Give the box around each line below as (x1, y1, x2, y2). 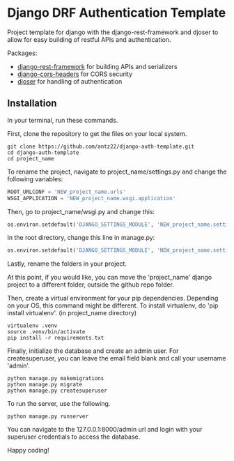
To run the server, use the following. (7, 400, 111, 408)
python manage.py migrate (7, 381, 82, 388)
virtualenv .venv (7, 322, 58, 329)
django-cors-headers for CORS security (17, 70, 133, 78)
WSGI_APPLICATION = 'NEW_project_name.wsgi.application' (7, 195, 176, 202)
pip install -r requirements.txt (7, 335, 104, 342)
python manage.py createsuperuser (7, 387, 108, 395)
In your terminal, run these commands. (7, 116, 118, 124)
